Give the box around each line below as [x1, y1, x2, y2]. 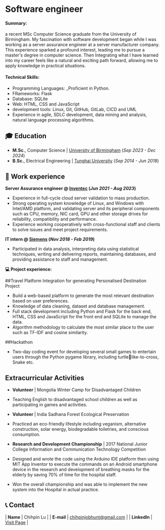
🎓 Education [5, 131, 47, 140]
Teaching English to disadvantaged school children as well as [12, 397, 137, 403]
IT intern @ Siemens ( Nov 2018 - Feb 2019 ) [5, 236, 95, 242]
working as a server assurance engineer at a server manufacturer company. [5, 42, 160, 48]
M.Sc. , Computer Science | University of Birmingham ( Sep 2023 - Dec [12, 147, 156, 153]
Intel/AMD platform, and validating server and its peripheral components [12, 206, 160, 212]
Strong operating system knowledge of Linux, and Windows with [12, 200, 144, 206]
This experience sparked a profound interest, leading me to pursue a [5, 47, 145, 53]
